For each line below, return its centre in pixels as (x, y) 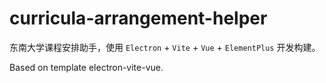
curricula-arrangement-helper (138, 18)
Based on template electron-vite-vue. (86, 67)
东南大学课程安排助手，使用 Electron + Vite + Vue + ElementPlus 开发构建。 (165, 47)
